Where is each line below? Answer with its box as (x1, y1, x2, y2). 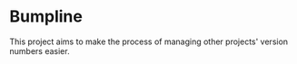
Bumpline (9, 6, 84, 27)
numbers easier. (9, 45, 70, 56)
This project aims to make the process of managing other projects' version (9, 36, 289, 47)
